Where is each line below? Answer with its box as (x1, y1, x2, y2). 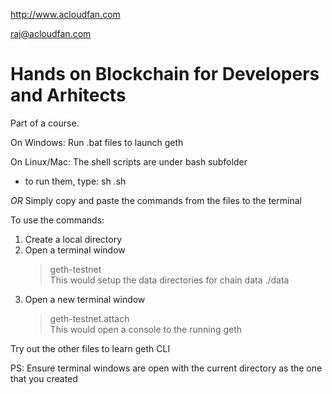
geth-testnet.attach (49, 312, 130, 324)
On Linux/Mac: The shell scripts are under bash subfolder (10, 155, 248, 168)
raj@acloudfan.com (10, 28, 92, 39)
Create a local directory (24, 233, 123, 245)
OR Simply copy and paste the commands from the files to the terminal (10, 194, 302, 206)
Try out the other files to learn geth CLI (10, 342, 171, 354)
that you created (10, 372, 78, 384)
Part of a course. (10, 117, 80, 129)
